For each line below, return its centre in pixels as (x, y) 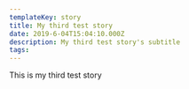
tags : (19, 50)
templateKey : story (45, 17)
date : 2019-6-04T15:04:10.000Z (67, 33)
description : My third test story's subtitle (94, 42)
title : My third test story (61, 26)
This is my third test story (55, 75)
